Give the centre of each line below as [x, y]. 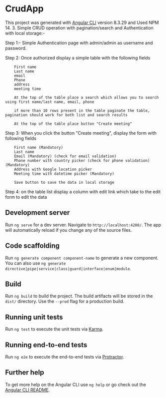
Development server [38, 213]
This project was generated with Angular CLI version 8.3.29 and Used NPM [82, 22]
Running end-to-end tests [46, 345]
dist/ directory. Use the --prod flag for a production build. [65, 301]
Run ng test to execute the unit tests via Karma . [54, 329]
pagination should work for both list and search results [66, 115]
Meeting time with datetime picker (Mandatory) [64, 174]
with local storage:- [25, 33]
